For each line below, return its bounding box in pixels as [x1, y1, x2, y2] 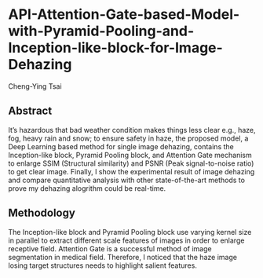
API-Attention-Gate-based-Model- [8, 5, 240, 24]
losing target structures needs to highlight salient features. [8, 261, 198, 270]
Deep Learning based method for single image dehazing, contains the [8, 141, 234, 151]
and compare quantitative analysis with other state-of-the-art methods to [8, 175, 246, 185]
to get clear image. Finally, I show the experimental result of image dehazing [8, 166, 255, 176]
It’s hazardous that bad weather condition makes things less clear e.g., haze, [8, 125, 256, 134]
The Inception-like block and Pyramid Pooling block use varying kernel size [8, 227, 252, 236]
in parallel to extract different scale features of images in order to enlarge [8, 236, 245, 245]
